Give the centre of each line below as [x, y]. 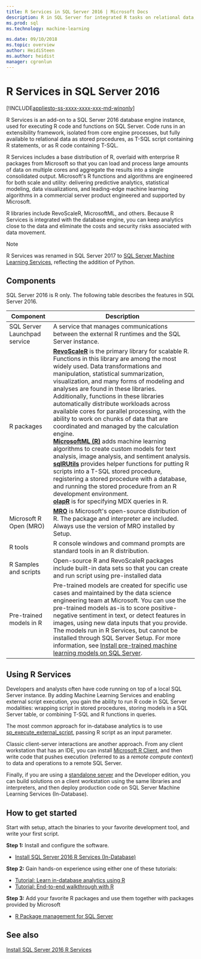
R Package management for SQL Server [64, 916]
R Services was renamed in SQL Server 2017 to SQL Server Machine [90, 255]
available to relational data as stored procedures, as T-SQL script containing [100, 139]
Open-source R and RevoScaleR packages [113, 561]
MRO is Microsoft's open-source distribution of [120, 511]
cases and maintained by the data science [112, 593]
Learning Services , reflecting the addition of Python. [71, 262]
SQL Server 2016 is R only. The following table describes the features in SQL [100, 295]
